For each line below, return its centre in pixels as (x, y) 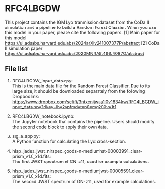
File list (16, 69)
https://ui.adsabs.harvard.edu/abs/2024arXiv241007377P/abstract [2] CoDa (82, 43)
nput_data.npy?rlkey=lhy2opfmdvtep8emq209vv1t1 (64, 107)
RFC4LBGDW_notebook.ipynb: (43, 116)
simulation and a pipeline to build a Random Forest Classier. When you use (81, 27)
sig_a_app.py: (26, 136)
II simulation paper (24, 48)
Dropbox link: (26, 96)
